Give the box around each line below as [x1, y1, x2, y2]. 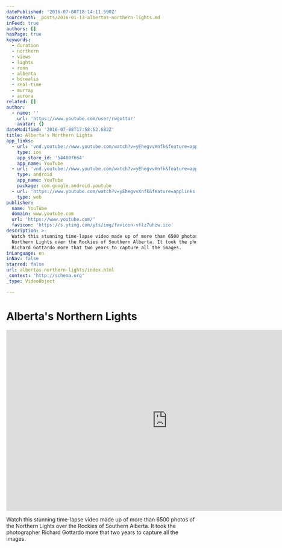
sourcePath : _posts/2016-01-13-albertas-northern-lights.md [6, 14, 161, 21]
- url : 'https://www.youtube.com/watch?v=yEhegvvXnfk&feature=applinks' [11, 188, 198, 194]
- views [11, 54, 31, 60]
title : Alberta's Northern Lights [6, 132, 93, 139]
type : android [17, 171, 52, 178]
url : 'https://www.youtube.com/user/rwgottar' [17, 115, 136, 121]
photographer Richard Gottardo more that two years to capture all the [6, 529, 179, 536]
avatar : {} [17, 121, 45, 127]
